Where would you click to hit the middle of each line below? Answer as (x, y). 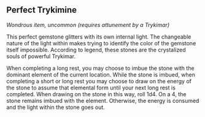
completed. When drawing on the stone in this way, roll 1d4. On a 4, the (96, 94)
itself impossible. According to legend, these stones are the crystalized (96, 50)
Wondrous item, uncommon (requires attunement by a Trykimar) (88, 25)
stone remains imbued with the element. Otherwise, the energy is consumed (103, 100)
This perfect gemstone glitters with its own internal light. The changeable (99, 37)
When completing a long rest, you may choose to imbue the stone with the (100, 68)
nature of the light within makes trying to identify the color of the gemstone (101, 43)
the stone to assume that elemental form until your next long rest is (91, 88)
